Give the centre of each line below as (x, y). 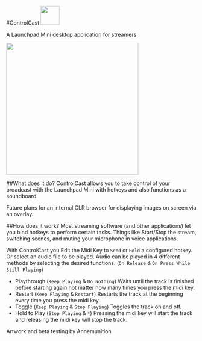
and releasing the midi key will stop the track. (71, 320)
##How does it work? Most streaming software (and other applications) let (99, 226)
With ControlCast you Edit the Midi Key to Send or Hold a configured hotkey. (99, 250)
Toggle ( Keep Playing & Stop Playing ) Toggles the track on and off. (98, 307)
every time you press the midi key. (58, 300)
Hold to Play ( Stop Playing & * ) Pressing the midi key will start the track (104, 313)
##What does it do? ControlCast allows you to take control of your (88, 183)
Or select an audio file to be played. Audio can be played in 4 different (93, 257)
